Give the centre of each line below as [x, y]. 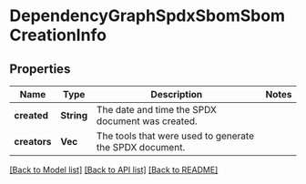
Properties [40, 69]
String [74, 115]
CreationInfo [58, 35]
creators [33, 142]
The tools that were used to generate [175, 136]
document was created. [147, 121]
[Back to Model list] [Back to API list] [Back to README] [114, 170]
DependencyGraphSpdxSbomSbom [147, 16]
